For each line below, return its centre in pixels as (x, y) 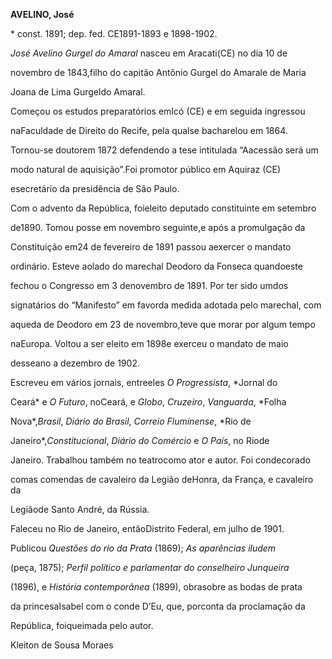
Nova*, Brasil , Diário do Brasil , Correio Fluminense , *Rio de (131, 421)
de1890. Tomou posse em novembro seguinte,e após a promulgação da (158, 227)
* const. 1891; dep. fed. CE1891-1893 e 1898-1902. (114, 33)
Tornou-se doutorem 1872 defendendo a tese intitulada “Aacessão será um (164, 150)
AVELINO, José (42, 14)
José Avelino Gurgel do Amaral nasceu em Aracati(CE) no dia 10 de (149, 53)
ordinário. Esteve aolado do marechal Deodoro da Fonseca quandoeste (156, 266)
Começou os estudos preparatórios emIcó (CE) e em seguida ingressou (158, 111)
